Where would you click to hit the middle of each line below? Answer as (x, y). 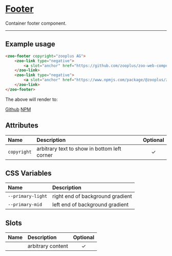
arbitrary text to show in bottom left (79, 149)
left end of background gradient (90, 205)
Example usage (30, 44)
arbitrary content (48, 246)
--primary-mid (25, 205)
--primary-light (28, 196)
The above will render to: (31, 99)
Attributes (22, 126)
